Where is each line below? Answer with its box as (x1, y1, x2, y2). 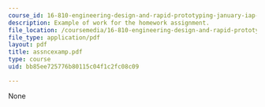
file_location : (8, 26, 58, 34)
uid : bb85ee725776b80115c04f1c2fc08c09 (8, 63, 140, 71)
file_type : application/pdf (8, 33, 101, 42)
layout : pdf (8, 41, 47, 49)
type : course (8, 56, 51, 64)
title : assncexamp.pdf (8, 48, 83, 56)
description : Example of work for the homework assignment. (8, 19, 211, 27)
